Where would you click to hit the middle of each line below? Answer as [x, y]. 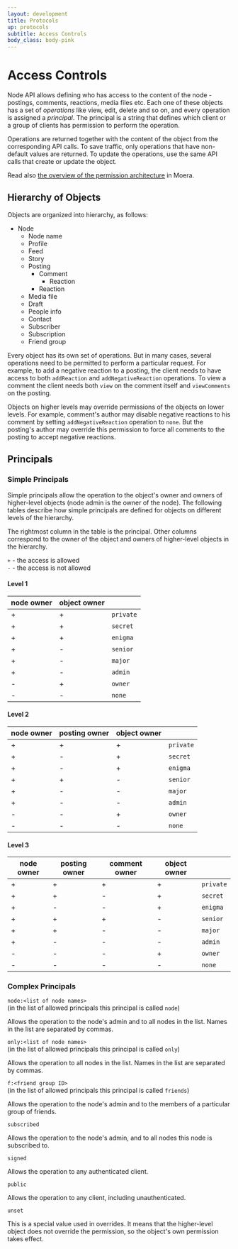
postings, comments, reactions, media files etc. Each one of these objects [115, 103]
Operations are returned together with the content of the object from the [113, 139]
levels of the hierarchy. [41, 517]
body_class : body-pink [41, 40]
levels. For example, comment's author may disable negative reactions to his [119, 414]
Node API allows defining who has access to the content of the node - [110, 95]
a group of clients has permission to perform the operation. [93, 126]
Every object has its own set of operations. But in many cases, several [109, 355]
